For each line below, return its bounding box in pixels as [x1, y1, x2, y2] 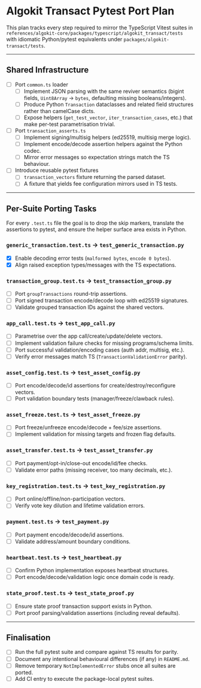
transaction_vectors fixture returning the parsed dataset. [23, 174, 166, 181]
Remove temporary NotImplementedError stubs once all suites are [14, 662, 176, 669]
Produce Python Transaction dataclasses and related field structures [23, 101, 194, 108]
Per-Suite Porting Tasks [6, 204, 97, 214]
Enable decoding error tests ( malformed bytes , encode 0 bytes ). [14, 254, 172, 262]
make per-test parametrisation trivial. [23, 121, 115, 128]
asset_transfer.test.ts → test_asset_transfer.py [6, 446, 153, 454]
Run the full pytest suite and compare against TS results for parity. [14, 648, 178, 656]
